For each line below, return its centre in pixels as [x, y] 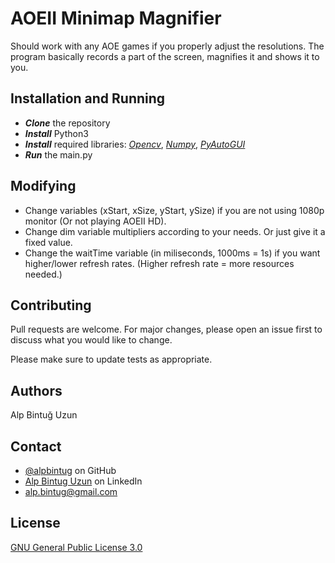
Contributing [51, 305]
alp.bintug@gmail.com [71, 491]
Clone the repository [67, 123]
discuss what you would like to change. [91, 340]
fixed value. [48, 242]
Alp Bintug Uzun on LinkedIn [83, 481]
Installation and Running [88, 98]
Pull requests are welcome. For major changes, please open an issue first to [166, 329]
